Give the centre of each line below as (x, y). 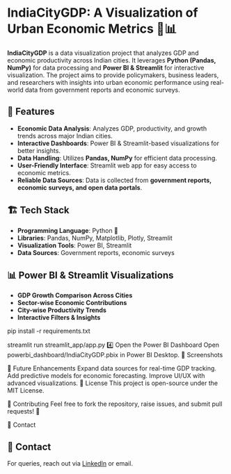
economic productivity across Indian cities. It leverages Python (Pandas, (112, 60)
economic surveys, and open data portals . (80, 187)
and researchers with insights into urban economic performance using (108, 82)
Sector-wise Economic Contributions (72, 303)
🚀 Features (31, 112)
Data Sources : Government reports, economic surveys (96, 252)
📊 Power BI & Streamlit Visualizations (90, 275)
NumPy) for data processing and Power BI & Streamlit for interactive (106, 67)
